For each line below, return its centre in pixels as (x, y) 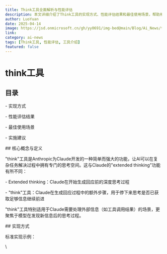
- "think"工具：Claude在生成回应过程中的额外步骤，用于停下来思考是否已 (80, 192)
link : (11, 33)
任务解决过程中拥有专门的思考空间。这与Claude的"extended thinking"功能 (85, 165)
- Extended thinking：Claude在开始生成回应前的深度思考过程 (67, 182)
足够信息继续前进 (27, 198)
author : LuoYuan (22, 19)
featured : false (22, 47)
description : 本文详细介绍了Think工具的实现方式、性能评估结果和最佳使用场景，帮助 (83, 14)
